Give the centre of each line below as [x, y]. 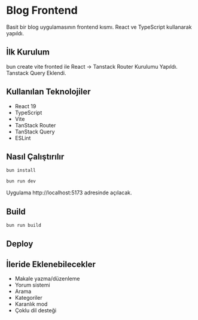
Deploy [20, 244]
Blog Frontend [42, 10]
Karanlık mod [31, 304]
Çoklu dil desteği [36, 310]
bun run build [24, 225]
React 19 [25, 106]
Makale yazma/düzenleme [47, 279]
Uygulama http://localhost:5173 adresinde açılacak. [69, 193]
